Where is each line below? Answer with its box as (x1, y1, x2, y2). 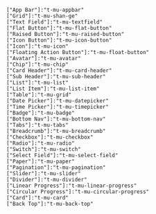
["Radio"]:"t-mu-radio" (6, 140, 75, 147)
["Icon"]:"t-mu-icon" (6, 43, 69, 50)
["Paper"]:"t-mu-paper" (6, 158, 75, 165)
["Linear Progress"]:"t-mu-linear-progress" (6, 182, 137, 189)
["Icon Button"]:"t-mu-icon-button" (6, 37, 112, 44)
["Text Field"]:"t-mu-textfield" (6, 19, 103, 26)
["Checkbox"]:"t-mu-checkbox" (6, 134, 94, 141)
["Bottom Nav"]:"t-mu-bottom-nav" (6, 116, 106, 123)
